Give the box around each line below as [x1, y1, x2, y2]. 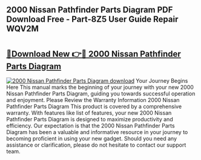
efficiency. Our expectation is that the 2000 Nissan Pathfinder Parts [6, 122, 175, 129]
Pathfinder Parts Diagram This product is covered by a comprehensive [6, 103, 182, 110]
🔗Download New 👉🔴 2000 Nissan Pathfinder [6, 48, 182, 59]
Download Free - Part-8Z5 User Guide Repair [6, 14, 179, 25]
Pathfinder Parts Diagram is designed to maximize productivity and [6, 116, 174, 123]
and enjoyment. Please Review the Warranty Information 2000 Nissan [6, 97, 180, 103]
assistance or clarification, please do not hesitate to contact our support [6, 141, 186, 149]
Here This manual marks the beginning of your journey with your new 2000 [6, 84, 194, 91]
